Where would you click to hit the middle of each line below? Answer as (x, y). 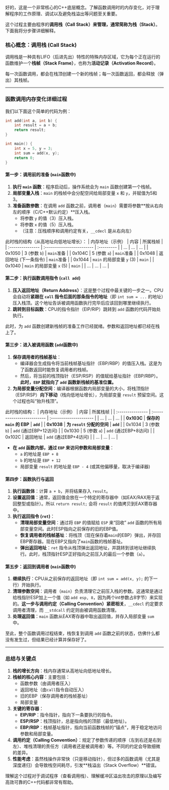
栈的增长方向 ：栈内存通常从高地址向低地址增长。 (63, 671)
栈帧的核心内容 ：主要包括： (41, 677)
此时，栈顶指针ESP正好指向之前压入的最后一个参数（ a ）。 (88, 554)
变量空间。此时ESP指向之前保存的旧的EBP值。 (72, 529)
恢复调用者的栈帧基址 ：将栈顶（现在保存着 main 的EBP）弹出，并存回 (90, 535)
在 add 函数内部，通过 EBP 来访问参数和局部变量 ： (63, 448)
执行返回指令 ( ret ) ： (34, 516)
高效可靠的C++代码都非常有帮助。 (41, 782)
